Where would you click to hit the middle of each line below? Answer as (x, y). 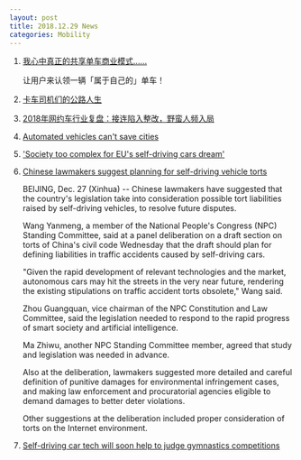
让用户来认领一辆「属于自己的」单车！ (93, 80)
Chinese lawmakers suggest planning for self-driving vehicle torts (145, 171)
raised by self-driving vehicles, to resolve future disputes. (129, 208)
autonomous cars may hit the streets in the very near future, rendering (153, 281)
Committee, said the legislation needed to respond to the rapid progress (156, 318)
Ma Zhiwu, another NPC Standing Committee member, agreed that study (157, 345)
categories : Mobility (50, 34)
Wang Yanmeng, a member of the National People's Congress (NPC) (150, 225)
